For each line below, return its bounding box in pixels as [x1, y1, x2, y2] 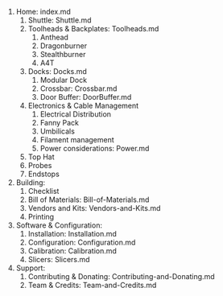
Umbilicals [39, 126, 75, 136]
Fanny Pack [39, 118, 79, 127]
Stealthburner [39, 50, 86, 59]
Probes [27, 161, 52, 170]
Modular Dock [39, 76, 87, 84]
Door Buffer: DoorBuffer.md [39, 92, 132, 101]
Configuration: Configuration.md [27, 237, 136, 247]
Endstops [27, 169, 60, 179]
